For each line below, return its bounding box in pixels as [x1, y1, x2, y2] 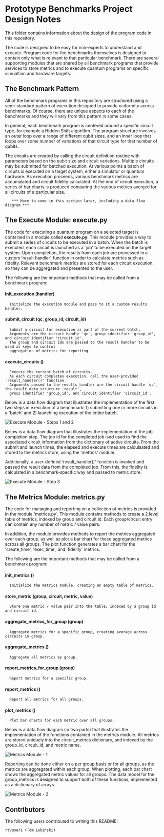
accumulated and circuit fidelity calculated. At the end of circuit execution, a [5, 179, 159, 184]
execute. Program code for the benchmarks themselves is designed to [5, 50, 146, 56]
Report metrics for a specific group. [9, 676, 89, 681]
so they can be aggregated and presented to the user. [5, 265, 114, 271]
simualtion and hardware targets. [5, 70, 72, 76]
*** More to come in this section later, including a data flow [11, 199, 145, 203]
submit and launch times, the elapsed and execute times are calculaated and [5, 444, 159, 450]
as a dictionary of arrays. [5, 782, 55, 788]
